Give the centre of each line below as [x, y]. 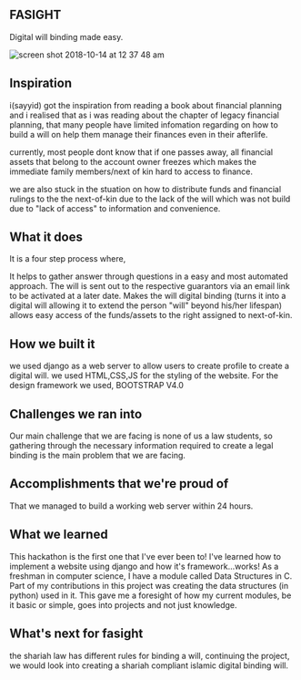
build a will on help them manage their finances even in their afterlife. [139, 134]
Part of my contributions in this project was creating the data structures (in [149, 585]
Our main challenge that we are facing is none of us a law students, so [141, 436]
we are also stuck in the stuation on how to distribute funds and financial [145, 189]
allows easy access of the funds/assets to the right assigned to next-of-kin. [151, 315]
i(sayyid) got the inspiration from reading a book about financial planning [145, 105]
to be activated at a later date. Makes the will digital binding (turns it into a [148, 296]
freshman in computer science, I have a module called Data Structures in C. [151, 576]
